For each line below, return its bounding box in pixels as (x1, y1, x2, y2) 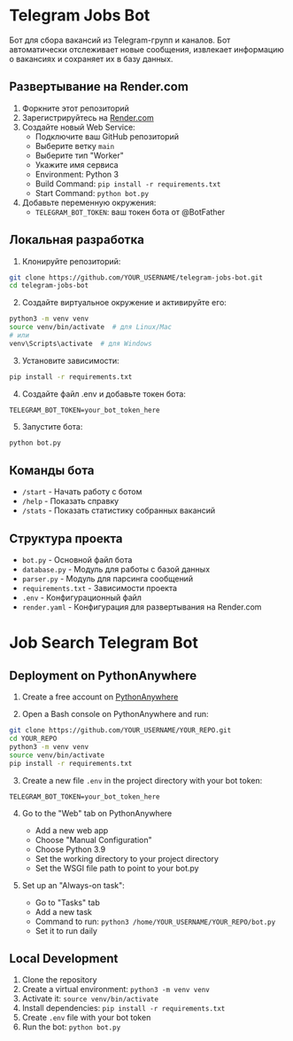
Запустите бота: (21, 421, 83, 431)
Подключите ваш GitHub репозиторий (35, 130, 180, 142)
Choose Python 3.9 (35, 844, 106, 855)
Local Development (9, 950, 119, 966)
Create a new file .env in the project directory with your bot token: (21, 775, 263, 785)
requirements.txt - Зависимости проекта (21, 583, 178, 594)
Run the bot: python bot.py (21, 1021, 121, 1032)
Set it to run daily (35, 925, 97, 936)
